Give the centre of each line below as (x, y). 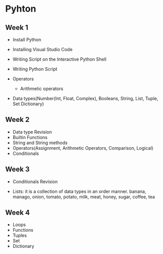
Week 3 (17, 169)
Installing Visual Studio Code (43, 49)
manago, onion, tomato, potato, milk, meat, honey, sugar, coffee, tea (84, 197)
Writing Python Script (35, 69)
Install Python (27, 39)
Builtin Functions (30, 137)
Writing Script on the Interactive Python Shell (59, 59)
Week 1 (17, 28)
